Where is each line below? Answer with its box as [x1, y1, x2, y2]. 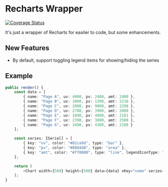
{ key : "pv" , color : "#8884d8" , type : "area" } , [23, 145, 126, 150]
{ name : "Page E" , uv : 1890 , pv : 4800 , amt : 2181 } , [23, 113, 135, 118]
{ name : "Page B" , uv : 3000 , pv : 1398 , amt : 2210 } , [23, 99, 135, 104]
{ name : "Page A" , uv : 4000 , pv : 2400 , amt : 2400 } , [23, 94, 135, 99]
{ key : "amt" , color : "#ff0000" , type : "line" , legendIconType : [23, 150, 160, 155]
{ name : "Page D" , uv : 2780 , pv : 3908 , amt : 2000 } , [23, 108, 135, 113]
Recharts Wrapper [5, 3, 83, 15]
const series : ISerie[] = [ [14, 136, 72, 141]
